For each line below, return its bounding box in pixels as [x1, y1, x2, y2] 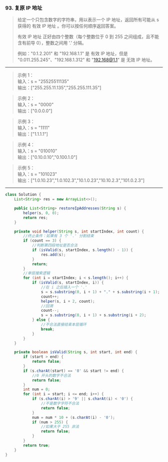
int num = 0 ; [23, 387, 50, 392]
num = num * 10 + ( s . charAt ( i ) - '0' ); [31, 415, 115, 420]
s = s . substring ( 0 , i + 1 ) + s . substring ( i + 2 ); [40, 313, 146, 318]
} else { [31, 317, 50, 323]
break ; [40, 327, 55, 332]
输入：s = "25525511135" [17, 79, 69, 85]
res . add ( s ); [40, 252, 66, 257]
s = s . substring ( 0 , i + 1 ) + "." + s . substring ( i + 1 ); [40, 289, 160, 294]
